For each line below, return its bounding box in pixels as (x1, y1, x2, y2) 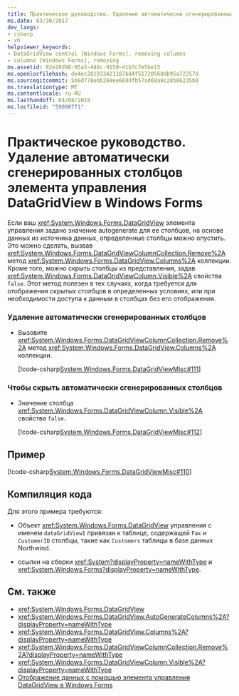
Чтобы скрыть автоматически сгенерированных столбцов (7, 383, 223, 393)
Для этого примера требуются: (7, 508, 103, 516)
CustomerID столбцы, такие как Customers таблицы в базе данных (17, 536, 213, 545)
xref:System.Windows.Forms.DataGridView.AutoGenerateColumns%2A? (17, 612, 230, 621)
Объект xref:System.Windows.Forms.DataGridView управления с (17, 521, 212, 530)
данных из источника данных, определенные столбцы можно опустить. (7, 233, 226, 242)
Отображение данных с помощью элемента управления (17, 672, 191, 682)
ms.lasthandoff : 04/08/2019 (7, 97, 91, 104)
